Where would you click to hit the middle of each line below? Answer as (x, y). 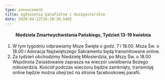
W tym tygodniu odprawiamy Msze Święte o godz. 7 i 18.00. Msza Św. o (86, 46)
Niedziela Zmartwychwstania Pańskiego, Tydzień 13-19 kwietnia (83, 35)
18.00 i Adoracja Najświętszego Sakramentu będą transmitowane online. (86, 51)
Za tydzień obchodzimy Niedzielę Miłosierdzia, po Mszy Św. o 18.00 (82, 56)
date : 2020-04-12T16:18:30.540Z (38, 19)
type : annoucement (24, 10)
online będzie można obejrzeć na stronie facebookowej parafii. (77, 72)
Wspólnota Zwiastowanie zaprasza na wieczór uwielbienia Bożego (80, 62)
